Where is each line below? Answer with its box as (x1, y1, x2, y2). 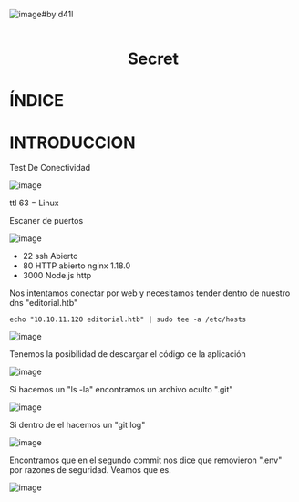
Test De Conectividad (9, 162, 91, 173)
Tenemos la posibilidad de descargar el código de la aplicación (9, 349, 246, 360)
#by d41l (41, 9, 74, 19)
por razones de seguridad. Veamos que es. (9, 465, 171, 476)
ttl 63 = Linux (9, 197, 59, 209)
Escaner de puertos (9, 215, 84, 226)
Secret (127, 48, 180, 69)
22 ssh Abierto (22, 251, 78, 262)
